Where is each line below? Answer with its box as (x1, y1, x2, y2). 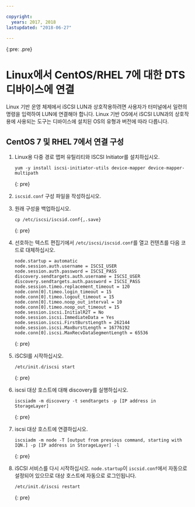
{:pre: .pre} (6, 46, 33, 53)
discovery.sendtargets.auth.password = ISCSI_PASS (14, 279, 141, 285)
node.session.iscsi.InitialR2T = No (14, 309, 104, 315)
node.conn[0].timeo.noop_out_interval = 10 (14, 300, 123, 305)
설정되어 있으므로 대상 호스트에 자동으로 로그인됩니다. (14, 472, 137, 479)
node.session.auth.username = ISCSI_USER (14, 263, 117, 270)
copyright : (6, 13, 33, 19)
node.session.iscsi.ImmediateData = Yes (14, 315, 114, 321)
